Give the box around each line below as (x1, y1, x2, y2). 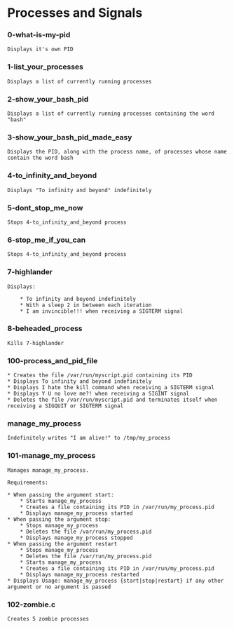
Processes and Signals (7, 5, 143, 21)
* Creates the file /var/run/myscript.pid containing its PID (7, 372, 193, 379)
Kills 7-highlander (7, 339, 64, 346)
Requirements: (7, 479, 49, 486)
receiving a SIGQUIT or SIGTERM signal (7, 403, 124, 410)
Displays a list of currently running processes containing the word (7, 110, 215, 117)
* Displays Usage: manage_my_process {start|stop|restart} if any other (7, 577, 224, 584)
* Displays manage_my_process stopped (20, 534, 133, 541)
